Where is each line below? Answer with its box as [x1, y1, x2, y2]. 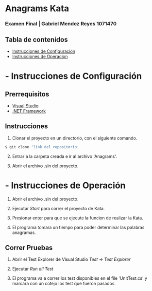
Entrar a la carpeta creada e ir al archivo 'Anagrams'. [12, 153, 118, 159]
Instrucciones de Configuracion [12, 48, 76, 54]
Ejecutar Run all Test [12, 266, 53, 272]
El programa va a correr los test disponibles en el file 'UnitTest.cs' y [12, 275, 147, 281]
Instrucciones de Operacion [12, 53, 68, 59]
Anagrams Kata [5, 3, 69, 14]
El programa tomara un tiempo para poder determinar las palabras [12, 224, 145, 230]
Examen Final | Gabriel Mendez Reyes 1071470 [5, 20, 117, 27]
